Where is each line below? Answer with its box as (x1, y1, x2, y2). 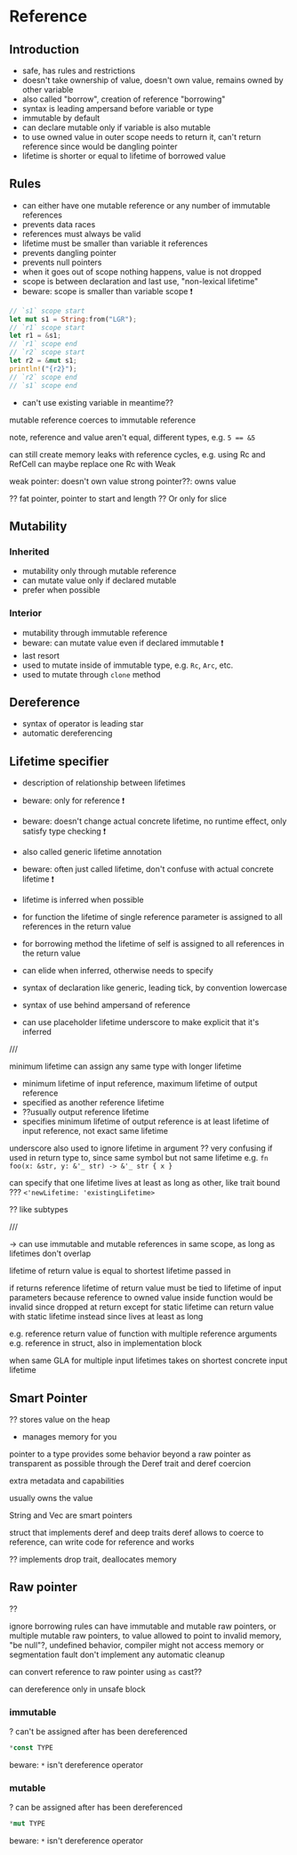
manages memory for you (21, 1431, 117, 1441)
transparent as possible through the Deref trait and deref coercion (9, 1457, 252, 1468)
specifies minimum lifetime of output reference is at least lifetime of (21, 1116, 269, 1127)
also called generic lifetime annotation (21, 847, 163, 858)
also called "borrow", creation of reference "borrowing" (21, 94, 226, 104)
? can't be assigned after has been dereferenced (9, 1727, 189, 1737)
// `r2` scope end (9, 373, 77, 382)
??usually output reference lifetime (21, 1107, 149, 1118)
